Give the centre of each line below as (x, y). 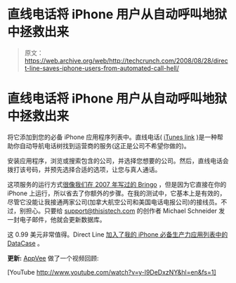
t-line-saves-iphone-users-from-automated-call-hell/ (101, 68)
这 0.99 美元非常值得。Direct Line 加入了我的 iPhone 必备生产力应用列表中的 (118, 234)
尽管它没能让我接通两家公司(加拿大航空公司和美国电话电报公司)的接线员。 (114, 202)
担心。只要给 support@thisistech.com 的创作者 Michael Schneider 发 (125, 211)
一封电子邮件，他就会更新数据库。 (57, 219)
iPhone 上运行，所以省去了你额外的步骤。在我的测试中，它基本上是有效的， (117, 193)
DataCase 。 (26, 243)
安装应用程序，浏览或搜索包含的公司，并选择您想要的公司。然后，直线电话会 (118, 160)
